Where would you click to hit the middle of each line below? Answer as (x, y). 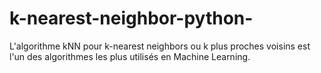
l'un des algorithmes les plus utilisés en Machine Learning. (130, 56)
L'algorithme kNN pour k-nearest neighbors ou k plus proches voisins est (160, 46)
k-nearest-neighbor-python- (131, 18)
